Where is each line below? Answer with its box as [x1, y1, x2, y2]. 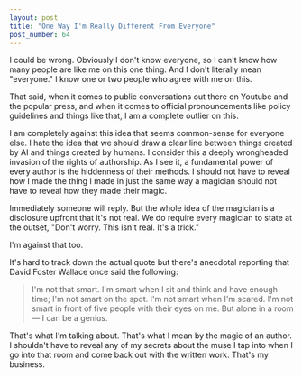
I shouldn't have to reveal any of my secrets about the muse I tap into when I [9, 340, 293, 351]
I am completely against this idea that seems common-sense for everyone [9, 128, 285, 139]
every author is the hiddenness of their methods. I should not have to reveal [9, 166, 290, 177]
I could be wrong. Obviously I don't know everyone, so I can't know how [9, 55, 278, 66]
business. [9, 359, 45, 370]
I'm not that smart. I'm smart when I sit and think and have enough [31, 284, 278, 295]
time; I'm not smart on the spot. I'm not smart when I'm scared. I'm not [31, 294, 294, 305]
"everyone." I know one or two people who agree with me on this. [9, 74, 252, 85]
